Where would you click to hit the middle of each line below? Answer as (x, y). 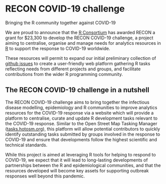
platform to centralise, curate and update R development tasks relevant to (81, 118)
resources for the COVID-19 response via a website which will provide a (79, 113)
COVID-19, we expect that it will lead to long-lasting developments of (77, 160)
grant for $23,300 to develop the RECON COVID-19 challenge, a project (79, 38)
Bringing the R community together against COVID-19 (60, 23)
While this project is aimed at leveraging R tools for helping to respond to (80, 154)
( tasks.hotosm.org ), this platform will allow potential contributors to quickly (83, 129)
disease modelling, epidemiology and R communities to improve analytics (81, 107)
